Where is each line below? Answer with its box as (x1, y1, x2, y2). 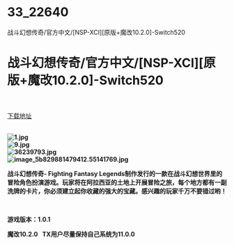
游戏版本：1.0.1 (7, 215, 51, 223)
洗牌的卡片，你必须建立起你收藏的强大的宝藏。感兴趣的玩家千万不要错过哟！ (7, 187, 227, 195)
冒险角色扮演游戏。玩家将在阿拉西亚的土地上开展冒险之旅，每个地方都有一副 (7, 178, 227, 187)
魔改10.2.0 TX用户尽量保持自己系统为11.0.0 (7, 230, 135, 238)
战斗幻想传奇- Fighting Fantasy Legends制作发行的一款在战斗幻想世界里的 (7, 169, 223, 177)
